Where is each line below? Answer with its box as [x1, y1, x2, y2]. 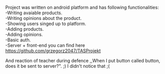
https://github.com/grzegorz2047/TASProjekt [5, 48, 101, 54]
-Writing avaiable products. [5, 10, 62, 16]
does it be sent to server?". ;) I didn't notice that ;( [5, 63, 110, 69]
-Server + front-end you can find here [5, 42, 85, 48]
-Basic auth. [5, 37, 31, 43]
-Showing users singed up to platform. [5, 20, 86, 27]
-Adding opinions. [5, 32, 43, 37]
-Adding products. [5, 26, 44, 32]
